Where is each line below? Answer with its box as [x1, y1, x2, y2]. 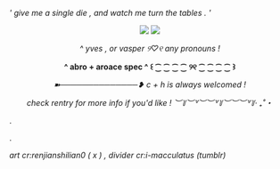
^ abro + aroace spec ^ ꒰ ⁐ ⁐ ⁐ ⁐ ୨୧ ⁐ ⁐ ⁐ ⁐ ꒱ [63, 61, 236, 72]
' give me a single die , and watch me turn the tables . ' [9, 8, 211, 18]
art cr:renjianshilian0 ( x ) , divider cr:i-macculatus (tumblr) [9, 150, 226, 160]
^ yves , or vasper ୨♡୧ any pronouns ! [79, 44, 220, 53]
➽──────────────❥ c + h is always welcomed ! [53, 79, 247, 90]
